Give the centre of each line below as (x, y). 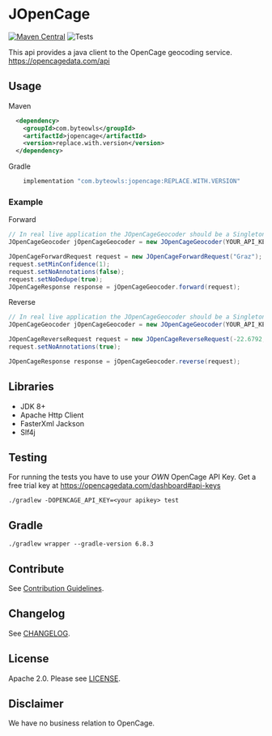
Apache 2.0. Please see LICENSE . (65, 678)
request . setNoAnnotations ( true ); (65, 347)
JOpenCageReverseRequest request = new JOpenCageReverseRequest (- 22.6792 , (137, 340)
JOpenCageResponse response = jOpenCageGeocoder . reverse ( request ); (125, 362)
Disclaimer (36, 704)
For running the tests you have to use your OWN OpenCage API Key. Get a (132, 477)
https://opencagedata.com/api (59, 61)
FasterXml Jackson (52, 423)
